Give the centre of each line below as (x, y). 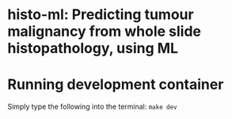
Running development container (116, 84)
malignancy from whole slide (104, 31)
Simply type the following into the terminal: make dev (92, 107)
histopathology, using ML (93, 48)
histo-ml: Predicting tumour (101, 15)
